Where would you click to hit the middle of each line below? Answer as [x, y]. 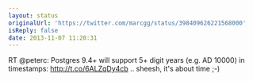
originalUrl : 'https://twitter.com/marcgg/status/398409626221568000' [127, 23]
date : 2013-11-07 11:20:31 [53, 38]
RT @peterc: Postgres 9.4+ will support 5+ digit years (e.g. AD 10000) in [126, 60]
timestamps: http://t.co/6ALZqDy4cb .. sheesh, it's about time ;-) [114, 69]
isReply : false [33, 30]
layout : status [33, 15]
